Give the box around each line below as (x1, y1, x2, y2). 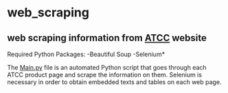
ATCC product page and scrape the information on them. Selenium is (7, 70, 203, 79)
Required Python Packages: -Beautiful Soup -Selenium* (7, 50, 166, 58)
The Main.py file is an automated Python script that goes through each (7, 64, 207, 71)
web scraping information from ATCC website (7, 32, 207, 44)
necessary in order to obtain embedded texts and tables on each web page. (7, 78, 222, 86)
